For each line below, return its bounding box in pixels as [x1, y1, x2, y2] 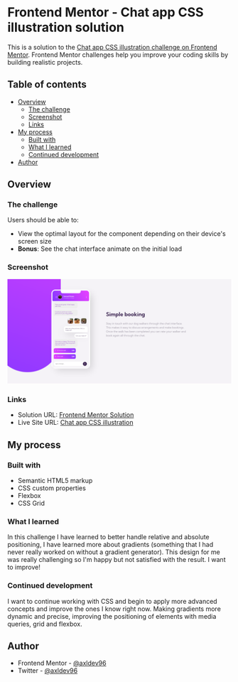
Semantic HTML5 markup [17, 476, 93, 485]
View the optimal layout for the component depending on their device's [17, 229, 226, 238]
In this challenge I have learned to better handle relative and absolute [7, 533, 210, 541]
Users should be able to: [7, 216, 80, 224]
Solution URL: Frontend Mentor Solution [17, 411, 134, 419]
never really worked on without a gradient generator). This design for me [7, 548, 220, 556]
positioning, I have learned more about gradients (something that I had [7, 541, 214, 549]
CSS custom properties [17, 484, 87, 492]
